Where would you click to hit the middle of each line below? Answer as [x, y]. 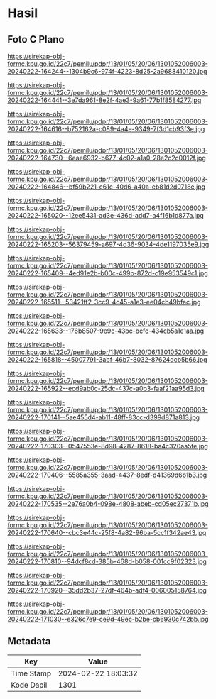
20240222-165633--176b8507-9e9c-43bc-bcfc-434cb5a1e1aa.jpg [106, 331]
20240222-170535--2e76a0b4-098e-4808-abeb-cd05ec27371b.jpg [108, 504]
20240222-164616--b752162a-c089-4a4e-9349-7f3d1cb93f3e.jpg [106, 129]
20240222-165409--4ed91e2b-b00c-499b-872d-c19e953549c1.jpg [108, 273]
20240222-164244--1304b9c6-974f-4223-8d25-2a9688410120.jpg [107, 71]
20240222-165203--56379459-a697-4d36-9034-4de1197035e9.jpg [108, 244]
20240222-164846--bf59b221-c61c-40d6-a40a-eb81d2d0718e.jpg [107, 187]
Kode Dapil [29, 685]
